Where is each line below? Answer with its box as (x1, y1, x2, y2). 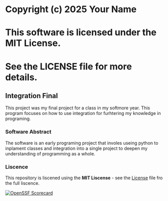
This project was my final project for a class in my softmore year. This (5, 105, 150, 111)
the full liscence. (5, 180, 39, 186)
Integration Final (5, 91, 58, 100)
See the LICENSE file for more (5, 61, 132, 72)
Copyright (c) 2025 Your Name (5, 4, 137, 15)
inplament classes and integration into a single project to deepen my (5, 145, 148, 151)
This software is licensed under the (5, 27, 157, 38)
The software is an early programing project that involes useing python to (5, 140, 158, 146)
